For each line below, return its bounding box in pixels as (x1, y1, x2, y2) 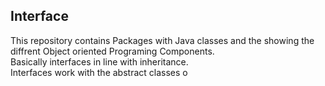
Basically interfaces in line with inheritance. (10, 55, 189, 68)
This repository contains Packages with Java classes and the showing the (10, 34, 315, 46)
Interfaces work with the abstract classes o (10, 66, 188, 78)
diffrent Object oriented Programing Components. (10, 45, 215, 57)
